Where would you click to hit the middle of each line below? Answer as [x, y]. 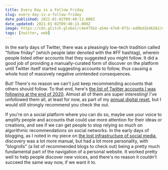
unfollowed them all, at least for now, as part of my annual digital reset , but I [83, 99]
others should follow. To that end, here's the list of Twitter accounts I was [80, 89]
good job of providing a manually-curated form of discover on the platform [82, 63]
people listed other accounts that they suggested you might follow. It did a [81, 58]
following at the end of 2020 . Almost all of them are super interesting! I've [81, 94]
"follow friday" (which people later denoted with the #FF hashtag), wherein [82, 52]
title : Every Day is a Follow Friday [44, 10]
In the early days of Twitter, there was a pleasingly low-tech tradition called [82, 47]
